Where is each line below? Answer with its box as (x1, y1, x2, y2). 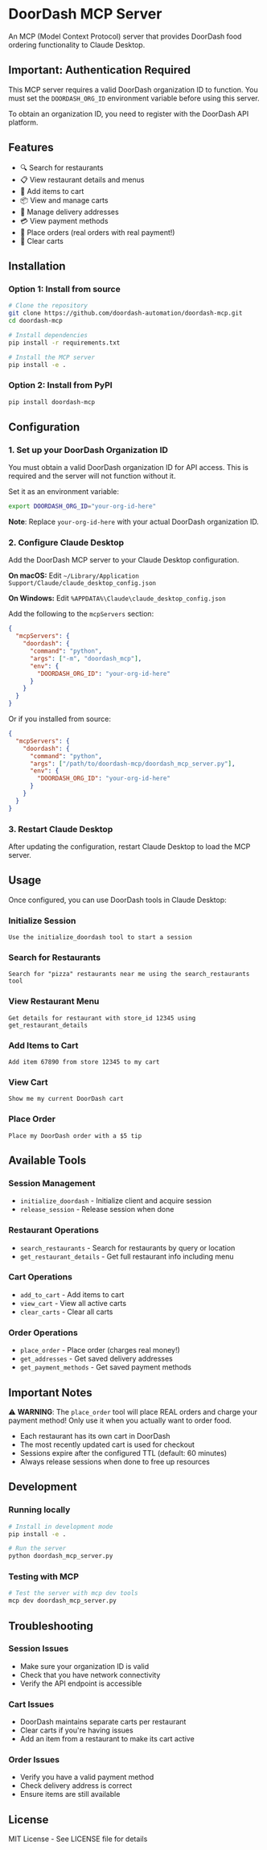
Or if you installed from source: (8, 714, 111, 724)
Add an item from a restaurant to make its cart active (19, 1734, 195, 1744)
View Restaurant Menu (8, 995, 100, 1007)
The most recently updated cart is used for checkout (19, 1440, 195, 1449)
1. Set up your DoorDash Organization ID (8, 444, 169, 455)
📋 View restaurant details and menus (19, 175, 145, 184)
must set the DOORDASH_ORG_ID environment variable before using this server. (8, 93, 260, 103)
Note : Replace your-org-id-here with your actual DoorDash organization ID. (8, 517, 259, 527)
